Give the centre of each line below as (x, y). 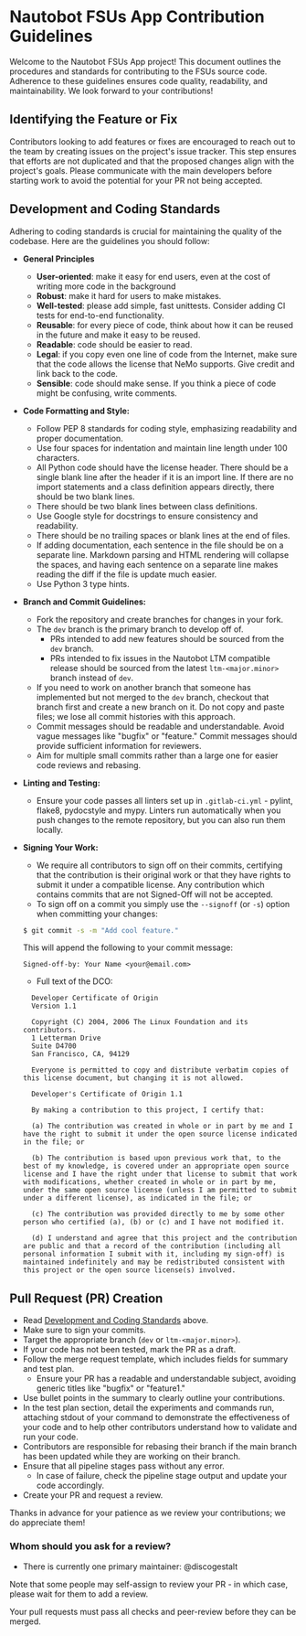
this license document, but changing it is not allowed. (133, 1078)
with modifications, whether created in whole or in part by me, (149, 1182)
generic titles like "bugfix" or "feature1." (111, 1388)
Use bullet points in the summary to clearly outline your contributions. (154, 1398)
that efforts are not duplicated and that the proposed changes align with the (152, 161)
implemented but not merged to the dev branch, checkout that (153, 697)
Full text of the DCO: (74, 981)
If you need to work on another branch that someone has (143, 687)
